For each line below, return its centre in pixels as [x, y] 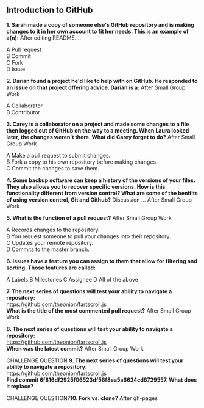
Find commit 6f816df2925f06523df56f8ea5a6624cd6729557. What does [102, 380]
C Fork [15, 62]
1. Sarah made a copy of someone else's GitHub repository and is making [100, 24]
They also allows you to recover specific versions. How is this [86, 186]
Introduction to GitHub [50, 10]
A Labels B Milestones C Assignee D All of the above [72, 279]
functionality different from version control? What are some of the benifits [102, 193]
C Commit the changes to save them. [53, 168]
